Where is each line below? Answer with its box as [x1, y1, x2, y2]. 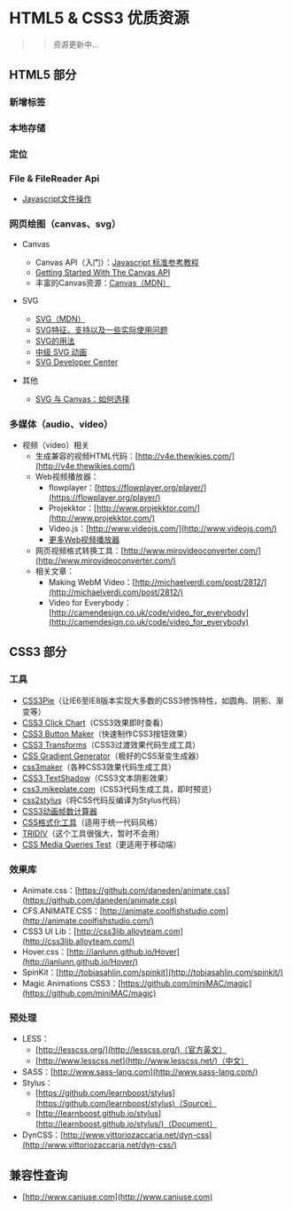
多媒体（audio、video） [9, 418, 113, 430]
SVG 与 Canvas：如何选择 [35, 393, 130, 404]
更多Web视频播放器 [48, 534, 120, 544]
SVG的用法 [35, 336, 75, 346]
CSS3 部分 [9, 644, 67, 659]
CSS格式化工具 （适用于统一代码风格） [21, 816, 162, 828]
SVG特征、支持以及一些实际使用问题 [35, 324, 168, 335]
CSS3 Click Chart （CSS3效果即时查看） [21, 717, 168, 728]
